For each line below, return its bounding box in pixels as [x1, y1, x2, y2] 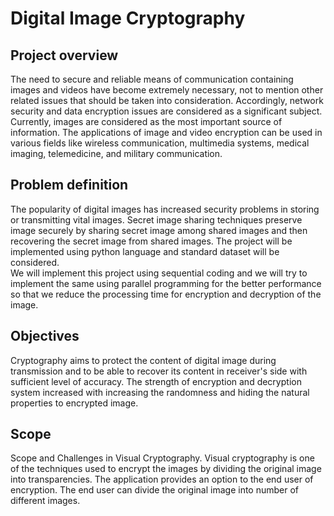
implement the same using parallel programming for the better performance [10, 277, 322, 289]
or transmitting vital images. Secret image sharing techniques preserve [10, 213, 303, 226]
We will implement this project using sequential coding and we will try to [10, 267, 308, 279]
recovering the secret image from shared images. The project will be [10, 235, 293, 247]
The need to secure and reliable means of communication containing [10, 73, 294, 85]
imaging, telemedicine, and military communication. [10, 148, 223, 159]
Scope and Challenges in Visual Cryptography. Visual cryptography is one [10, 452, 315, 464]
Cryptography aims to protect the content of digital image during [10, 354, 277, 366]
